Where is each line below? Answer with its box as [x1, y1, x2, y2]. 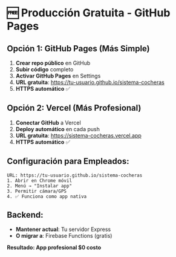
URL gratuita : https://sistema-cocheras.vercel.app [15, 132, 142, 139]
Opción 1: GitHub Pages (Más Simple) [7, 43, 150, 54]
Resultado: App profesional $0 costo [7, 244, 102, 251]
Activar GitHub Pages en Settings [15, 73, 101, 79]
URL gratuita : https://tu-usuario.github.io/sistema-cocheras [15, 79, 165, 86]
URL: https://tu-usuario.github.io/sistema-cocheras [7, 172, 143, 178]
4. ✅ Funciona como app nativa [7, 194, 87, 200]
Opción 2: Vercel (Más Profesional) [7, 103, 142, 113]
